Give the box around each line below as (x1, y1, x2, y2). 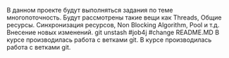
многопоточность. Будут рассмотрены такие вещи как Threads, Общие (6, 13, 222, 22)
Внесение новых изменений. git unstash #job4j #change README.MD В (6, 28, 220, 36)
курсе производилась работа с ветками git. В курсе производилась (6, 36, 212, 44)
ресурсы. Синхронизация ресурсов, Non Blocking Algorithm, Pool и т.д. (6, 21, 220, 29)
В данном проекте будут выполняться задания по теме (6, 6, 173, 14)
